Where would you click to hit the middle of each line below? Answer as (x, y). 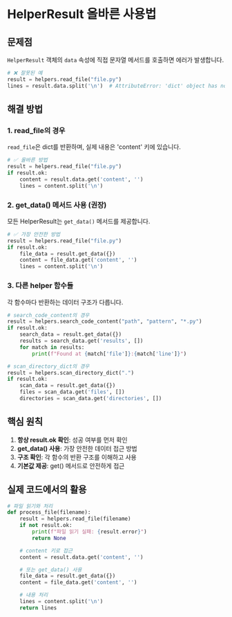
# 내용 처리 (34, 595)
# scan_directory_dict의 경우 (48, 366)
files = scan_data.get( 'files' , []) (72, 392)
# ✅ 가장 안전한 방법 (34, 234)
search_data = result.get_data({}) (71, 334)
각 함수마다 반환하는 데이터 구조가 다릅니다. (65, 302)
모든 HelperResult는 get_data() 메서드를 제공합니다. (79, 221)
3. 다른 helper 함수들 (40, 286)
